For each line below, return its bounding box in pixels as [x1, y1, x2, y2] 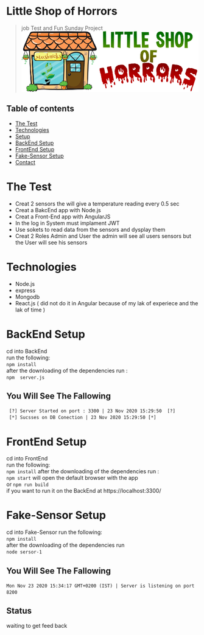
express [15, 286, 35, 294]
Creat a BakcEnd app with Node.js [15, 206, 102, 213]
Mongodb [15, 293, 40, 300]
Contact [15, 158, 35, 165]
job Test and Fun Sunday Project [21, 24, 104, 32]
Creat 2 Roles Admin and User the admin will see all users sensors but [15, 232, 192, 240]
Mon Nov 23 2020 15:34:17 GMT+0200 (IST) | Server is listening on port [6, 583, 195, 589]
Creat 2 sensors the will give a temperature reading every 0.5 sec [15, 200, 180, 207]
